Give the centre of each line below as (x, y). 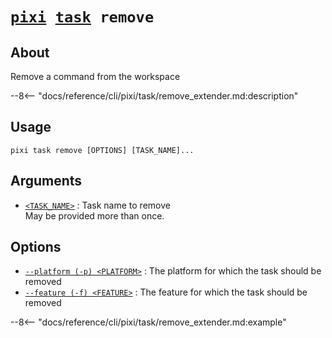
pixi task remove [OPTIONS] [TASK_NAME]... (102, 150)
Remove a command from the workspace (95, 76)
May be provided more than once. (94, 215)
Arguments (46, 181)
